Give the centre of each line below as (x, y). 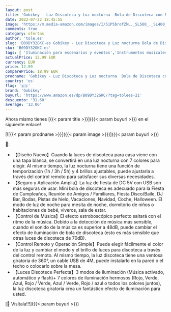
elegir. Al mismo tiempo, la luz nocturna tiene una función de (76, 166)
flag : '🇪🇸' (18, 86)
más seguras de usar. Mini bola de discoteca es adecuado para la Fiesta (88, 188)
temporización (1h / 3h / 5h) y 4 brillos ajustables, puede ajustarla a (83, 172)
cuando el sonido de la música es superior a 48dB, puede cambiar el (85, 228)
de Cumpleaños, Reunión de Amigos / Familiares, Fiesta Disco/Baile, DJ (88, 194)
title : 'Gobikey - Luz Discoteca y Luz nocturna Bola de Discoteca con (84, 15)
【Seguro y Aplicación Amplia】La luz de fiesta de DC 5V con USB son (87, 183)
